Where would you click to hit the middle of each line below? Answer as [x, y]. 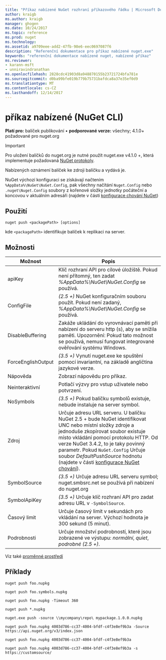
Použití [16, 211]
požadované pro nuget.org [32, 136]
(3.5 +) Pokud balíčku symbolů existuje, [104, 398]
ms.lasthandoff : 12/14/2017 [34, 93]
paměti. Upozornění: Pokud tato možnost [106, 335]
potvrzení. [70, 390]
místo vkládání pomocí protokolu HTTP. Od [108, 438]
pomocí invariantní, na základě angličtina [106, 362]
